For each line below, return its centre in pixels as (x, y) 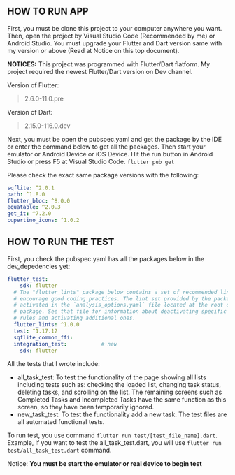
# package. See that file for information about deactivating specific (120, 312)
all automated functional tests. (61, 422)
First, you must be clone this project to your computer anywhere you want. (115, 28)
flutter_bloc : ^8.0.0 (39, 201)
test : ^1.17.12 (36, 331)
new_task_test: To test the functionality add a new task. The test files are (122, 414)
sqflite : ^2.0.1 (31, 188)
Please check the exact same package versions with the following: (103, 175)
